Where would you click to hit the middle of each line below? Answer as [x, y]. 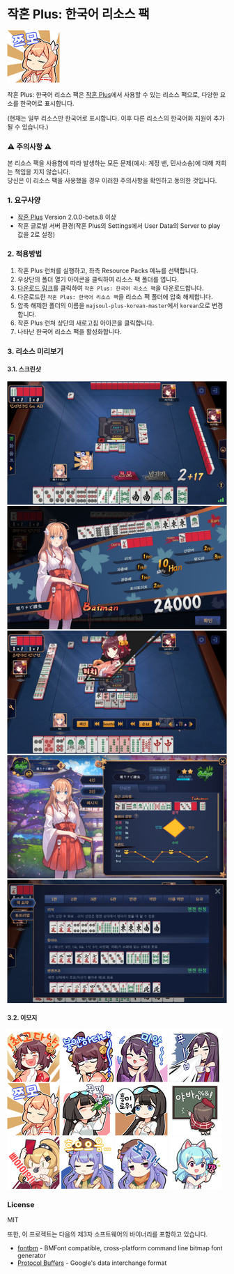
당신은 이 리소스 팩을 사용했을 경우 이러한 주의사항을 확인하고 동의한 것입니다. [112, 181]
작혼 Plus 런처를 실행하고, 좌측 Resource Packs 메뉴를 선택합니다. [108, 270]
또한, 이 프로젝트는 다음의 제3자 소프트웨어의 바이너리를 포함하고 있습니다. [108, 1234]
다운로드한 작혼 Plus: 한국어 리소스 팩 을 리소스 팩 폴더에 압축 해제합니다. [115, 296]
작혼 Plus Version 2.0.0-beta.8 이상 [67, 217]
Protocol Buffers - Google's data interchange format [92, 1263]
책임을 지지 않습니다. [42, 172]
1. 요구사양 [24, 201]
